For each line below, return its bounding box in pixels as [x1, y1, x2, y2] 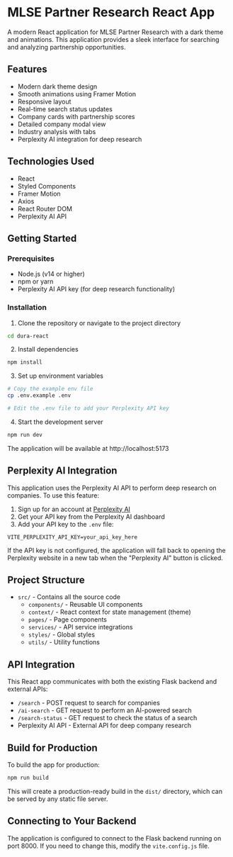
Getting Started [7, 232, 77, 245]
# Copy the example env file [7, 386, 93, 393]
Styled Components [17, 181, 76, 190]
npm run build [7, 774, 50, 782]
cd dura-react [7, 332, 50, 340]
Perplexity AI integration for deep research [17, 135, 142, 143]
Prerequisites [7, 253, 55, 263]
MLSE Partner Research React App [7, 4, 215, 21]
